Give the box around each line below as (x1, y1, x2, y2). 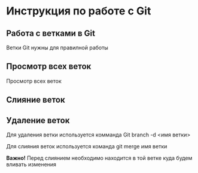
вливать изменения (6, 161, 57, 168)
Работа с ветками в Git (6, 28, 96, 38)
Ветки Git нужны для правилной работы (6, 44, 109, 51)
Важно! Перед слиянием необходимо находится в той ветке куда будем (6, 154, 193, 162)
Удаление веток (6, 115, 70, 126)
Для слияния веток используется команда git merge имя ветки (6, 143, 167, 150)
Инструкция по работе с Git (6, 4, 151, 18)
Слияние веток (6, 95, 65, 105)
